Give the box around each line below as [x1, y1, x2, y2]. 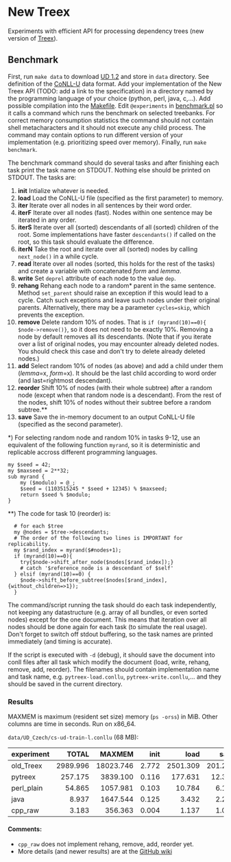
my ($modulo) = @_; [20, 479, 76, 486]
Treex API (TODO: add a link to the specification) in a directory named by [8, 87, 214, 95]
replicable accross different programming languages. [8, 448, 158, 456]
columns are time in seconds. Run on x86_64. [8, 720, 136, 728]
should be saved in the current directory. [8, 679, 123, 688]
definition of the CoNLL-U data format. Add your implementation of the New [8, 80, 222, 88]
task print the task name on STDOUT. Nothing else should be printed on [8, 166, 211, 174]
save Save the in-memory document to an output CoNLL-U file [17, 413, 195, 421]
